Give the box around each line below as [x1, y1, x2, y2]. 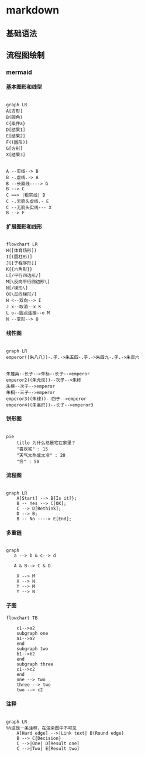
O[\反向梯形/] [6, 291, 37, 297]
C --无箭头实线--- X [6, 205, 51, 211]
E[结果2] [6, 133, 26, 139]
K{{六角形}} [6, 267, 33, 272]
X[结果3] [6, 152, 26, 158]
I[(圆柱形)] [6, 254, 33, 260]
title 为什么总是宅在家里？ [16, 440, 76, 446]
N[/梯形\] [6, 285, 28, 291]
